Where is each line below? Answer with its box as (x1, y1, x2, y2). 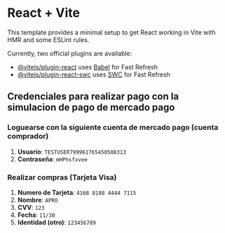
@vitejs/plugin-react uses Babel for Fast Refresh (17, 62, 158, 71)
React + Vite (7, 5, 81, 21)
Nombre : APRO (17, 195, 58, 204)
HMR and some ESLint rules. (7, 35, 90, 44)
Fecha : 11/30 (17, 211, 55, 219)
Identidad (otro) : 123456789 (17, 218, 97, 226)
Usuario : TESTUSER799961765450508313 (17, 147, 126, 156)
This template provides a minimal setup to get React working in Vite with (7, 28, 216, 36)
